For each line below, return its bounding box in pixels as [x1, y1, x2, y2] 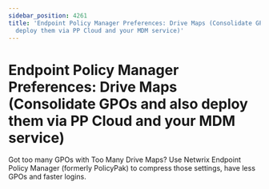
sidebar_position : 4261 [8, 11, 88, 20]
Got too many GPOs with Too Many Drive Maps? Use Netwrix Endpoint [8, 155, 242, 164]
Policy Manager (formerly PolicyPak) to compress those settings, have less [8, 163, 256, 173]
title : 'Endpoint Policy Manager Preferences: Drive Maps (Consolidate [8, 19, 252, 27]
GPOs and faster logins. [8, 172, 86, 182]
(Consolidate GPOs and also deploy [8, 95, 248, 112]
